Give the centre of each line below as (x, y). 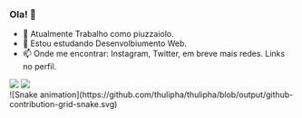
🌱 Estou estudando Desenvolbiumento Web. (105, 43)
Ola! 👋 (23, 14)
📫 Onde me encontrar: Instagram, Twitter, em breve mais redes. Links (154, 54)
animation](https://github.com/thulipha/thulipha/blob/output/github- (166, 95)
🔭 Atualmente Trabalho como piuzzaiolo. (98, 34)
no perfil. (39, 67)
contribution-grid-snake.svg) (63, 104)
